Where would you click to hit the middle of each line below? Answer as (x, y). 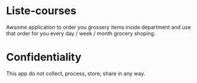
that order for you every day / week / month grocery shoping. (81, 33)
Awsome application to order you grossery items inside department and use (98, 27)
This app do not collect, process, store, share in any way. (76, 73)
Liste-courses (41, 11)
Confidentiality (44, 57)
